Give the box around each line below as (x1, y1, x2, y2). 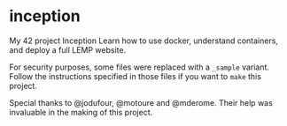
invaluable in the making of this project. (9, 107, 153, 117)
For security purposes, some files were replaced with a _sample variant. (9, 62, 270, 72)
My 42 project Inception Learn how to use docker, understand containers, (9, 35, 279, 46)
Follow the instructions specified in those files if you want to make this (9, 70, 261, 81)
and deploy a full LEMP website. (9, 44, 127, 55)
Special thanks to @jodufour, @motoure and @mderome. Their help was (9, 97, 273, 107)
